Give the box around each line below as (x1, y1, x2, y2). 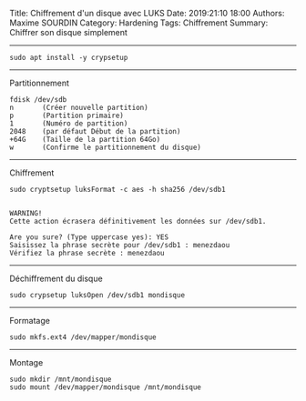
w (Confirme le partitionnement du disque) (9, 143, 202, 152)
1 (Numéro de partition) (9, 119, 128, 128)
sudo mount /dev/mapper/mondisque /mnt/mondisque (9, 383, 202, 392)
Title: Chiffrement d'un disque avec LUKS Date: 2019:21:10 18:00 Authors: (9, 8, 285, 18)
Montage (9, 357, 44, 367)
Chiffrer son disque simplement (9, 27, 127, 37)
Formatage (9, 316, 50, 326)
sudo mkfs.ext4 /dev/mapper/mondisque (9, 333, 157, 342)
